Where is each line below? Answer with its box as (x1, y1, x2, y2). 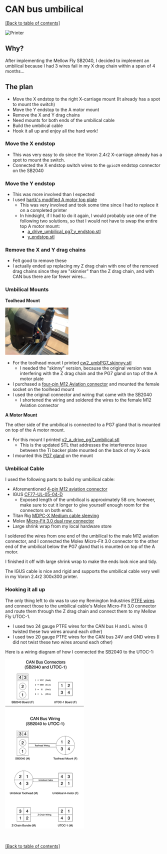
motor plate (19, 375, 44, 381)
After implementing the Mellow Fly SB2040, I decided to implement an (5, 57, 150, 63)
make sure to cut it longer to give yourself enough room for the (19, 502, 149, 508)
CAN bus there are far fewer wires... (12, 273, 87, 279)
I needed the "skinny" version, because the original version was (19, 365, 151, 371)
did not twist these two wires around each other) (12, 639, 113, 645)
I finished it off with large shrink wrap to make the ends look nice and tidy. (5, 558, 157, 564)
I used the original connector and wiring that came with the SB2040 (12, 391, 152, 397)
